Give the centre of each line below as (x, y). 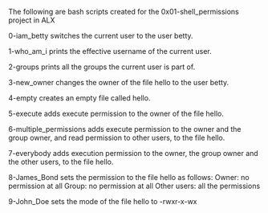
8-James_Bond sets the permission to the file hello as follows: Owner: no (129, 177)
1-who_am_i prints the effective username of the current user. (110, 51)
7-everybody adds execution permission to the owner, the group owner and (133, 153)
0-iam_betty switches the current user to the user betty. (101, 36)
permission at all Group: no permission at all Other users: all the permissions (134, 186)
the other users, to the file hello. (61, 162)
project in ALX (32, 20)
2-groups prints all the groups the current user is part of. (102, 67)
